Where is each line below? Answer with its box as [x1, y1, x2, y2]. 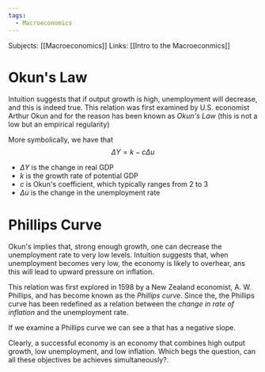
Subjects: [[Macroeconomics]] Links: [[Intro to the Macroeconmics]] [8, 40, 231, 50]
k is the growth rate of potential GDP [19, 171, 138, 180]
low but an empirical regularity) [8, 120, 110, 129]
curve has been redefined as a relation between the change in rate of [8, 299, 235, 309]
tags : [8, 11, 26, 20]
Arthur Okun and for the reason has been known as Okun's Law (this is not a [8, 112, 258, 121]
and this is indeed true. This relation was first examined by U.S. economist [8, 103, 250, 112]
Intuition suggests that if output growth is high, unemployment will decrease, [8, 94, 258, 104]
